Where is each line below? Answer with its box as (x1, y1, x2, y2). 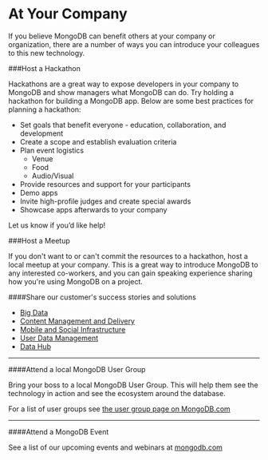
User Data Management (19, 333, 99, 343)
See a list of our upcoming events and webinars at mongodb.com (8, 442, 223, 452)
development (19, 129, 64, 138)
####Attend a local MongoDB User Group (8, 364, 146, 374)
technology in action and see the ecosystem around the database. (8, 388, 226, 398)
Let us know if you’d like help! (8, 220, 106, 230)
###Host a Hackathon (8, 63, 81, 73)
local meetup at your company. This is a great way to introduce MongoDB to (8, 260, 258, 269)
